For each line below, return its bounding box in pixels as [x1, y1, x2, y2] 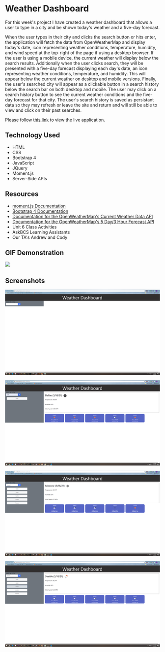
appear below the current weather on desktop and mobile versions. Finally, [5, 76, 157, 82]
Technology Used [5, 131, 60, 139]
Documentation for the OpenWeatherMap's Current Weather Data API [12, 213, 153, 219]
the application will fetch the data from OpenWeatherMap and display [5, 39, 146, 45]
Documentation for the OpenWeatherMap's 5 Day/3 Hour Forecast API [12, 219, 155, 225]
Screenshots [5, 276, 45, 285]
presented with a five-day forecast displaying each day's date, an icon [5, 65, 148, 71]
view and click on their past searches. [5, 107, 82, 113]
